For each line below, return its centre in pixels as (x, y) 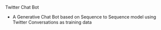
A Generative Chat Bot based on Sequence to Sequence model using (84, 17)
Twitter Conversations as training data (52, 22)
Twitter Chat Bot (22, 7)
